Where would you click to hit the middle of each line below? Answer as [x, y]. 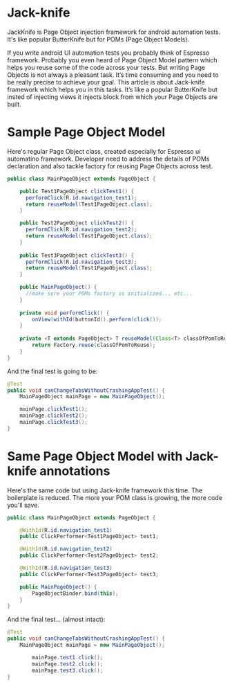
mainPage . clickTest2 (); [54, 416]
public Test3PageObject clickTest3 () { [77, 255]
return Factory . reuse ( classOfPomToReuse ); [94, 345]
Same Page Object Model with [95, 456]
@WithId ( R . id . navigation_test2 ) [66, 549]
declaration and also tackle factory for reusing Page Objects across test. [110, 166]
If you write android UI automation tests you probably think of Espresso [108, 53]
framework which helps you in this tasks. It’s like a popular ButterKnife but [112, 89]
